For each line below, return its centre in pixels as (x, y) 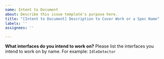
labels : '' (16, 23)
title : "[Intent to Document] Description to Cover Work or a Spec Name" (82, 19)
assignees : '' (20, 28)
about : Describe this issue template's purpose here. (62, 14)
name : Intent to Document (32, 10)
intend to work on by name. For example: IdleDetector (60, 52)
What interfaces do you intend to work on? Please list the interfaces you (80, 46)
